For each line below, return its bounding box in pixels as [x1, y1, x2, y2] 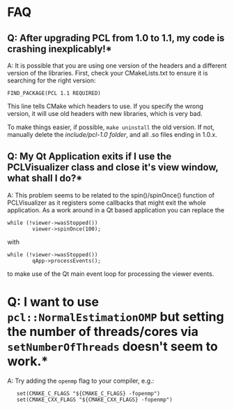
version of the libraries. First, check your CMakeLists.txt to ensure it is [7, 69, 208, 77]
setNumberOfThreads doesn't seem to [7, 339, 218, 354]
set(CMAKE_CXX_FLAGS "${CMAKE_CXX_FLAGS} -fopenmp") [16, 396, 173, 403]
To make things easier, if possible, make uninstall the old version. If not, [7, 123, 214, 131]
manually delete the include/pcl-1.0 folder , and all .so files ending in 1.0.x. [7, 131, 217, 138]
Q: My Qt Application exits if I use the [7, 151, 172, 163]
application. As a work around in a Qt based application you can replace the [7, 205, 225, 214]
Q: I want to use [7, 294, 100, 309]
